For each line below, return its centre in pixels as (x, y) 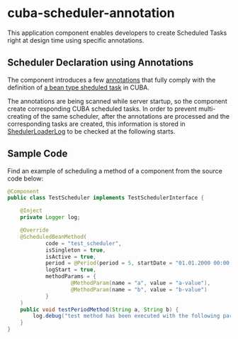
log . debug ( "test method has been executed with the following (126, 316)
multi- (207, 109)
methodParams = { (71, 276)
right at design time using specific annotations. (76, 40)
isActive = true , (71, 257)
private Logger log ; (50, 217)
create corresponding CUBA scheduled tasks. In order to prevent (102, 109)
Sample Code (38, 154)
